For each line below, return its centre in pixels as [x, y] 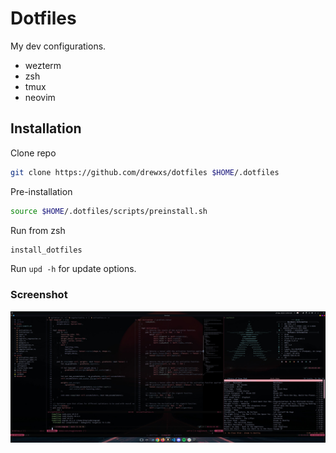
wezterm [43, 65]
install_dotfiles [46, 250]
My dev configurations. [58, 46]
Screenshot [39, 295]
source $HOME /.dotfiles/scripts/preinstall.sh [109, 211]
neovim [40, 97]
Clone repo [33, 153]
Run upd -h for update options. [73, 269]
